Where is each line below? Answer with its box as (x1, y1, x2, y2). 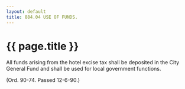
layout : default (6, 8, 46, 15)
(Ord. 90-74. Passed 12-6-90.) (6, 77, 80, 84)
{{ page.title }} (6, 39, 79, 53)
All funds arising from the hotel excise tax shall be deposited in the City (6, 59, 180, 66)
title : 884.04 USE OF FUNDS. (6, 14, 78, 20)
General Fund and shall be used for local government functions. (6, 65, 161, 72)
